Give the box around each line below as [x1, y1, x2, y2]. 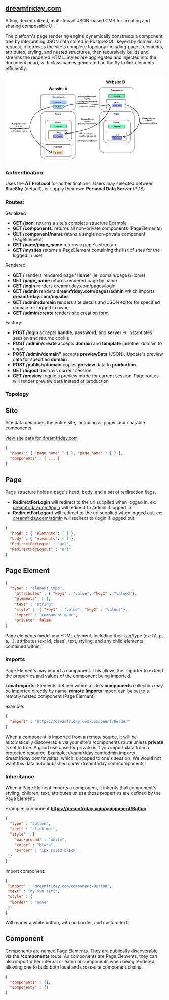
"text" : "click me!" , [10, 826, 58, 831]
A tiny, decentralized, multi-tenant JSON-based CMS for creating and [5, 17, 150, 23]
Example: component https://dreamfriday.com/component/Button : [5, 805, 148, 811]
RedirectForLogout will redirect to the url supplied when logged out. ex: [12, 510, 163, 516]
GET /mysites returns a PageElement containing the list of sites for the [12, 247, 160, 253]
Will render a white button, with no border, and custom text [5, 919, 128, 925]
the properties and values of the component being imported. [5, 673, 132, 679]
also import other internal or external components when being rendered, [5, 958, 156, 964]
